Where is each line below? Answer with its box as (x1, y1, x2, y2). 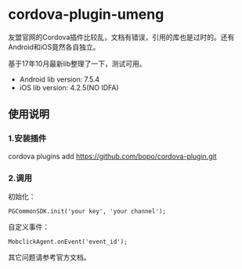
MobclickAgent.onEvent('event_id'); (8, 238, 128, 245)
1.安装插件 (8, 133, 47, 144)
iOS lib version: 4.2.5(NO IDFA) (19, 82, 119, 92)
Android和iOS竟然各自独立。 (8, 42, 100, 52)
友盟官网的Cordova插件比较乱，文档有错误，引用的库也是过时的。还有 (8, 32, 235, 42)
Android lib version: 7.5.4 (19, 75, 100, 84)
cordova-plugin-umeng (8, 5, 164, 24)
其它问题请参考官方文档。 (8, 253, 91, 262)
